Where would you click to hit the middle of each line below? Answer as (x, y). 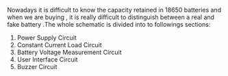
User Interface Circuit (47, 60)
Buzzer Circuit (37, 67)
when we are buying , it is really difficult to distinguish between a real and (111, 17)
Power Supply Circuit (47, 38)
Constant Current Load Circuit (60, 45)
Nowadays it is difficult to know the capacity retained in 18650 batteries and (114, 10)
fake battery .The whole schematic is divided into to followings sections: (109, 24)
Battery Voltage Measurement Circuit (69, 52)
